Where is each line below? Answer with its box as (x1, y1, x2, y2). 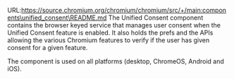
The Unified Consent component (108, 13, 204, 22)
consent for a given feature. (7, 44, 88, 51)
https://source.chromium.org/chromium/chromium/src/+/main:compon (20, 6, 227, 14)
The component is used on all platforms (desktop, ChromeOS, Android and (7, 57, 224, 66)
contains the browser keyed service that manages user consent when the (7, 21, 221, 29)
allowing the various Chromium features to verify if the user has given (7, 36, 210, 44)
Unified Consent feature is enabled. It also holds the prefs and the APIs (7, 28, 214, 37)
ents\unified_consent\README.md (7, 13, 107, 22)
